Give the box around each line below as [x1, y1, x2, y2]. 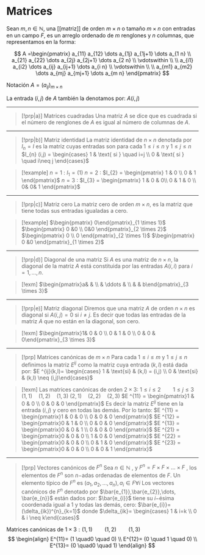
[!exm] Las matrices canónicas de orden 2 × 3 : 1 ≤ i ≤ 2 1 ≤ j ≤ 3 [21, 385, 194, 393]
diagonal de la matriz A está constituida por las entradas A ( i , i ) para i [21, 262, 193, 270]
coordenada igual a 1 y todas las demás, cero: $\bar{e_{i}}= [21, 501, 171, 509]
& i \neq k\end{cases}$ [21, 514, 80, 521]
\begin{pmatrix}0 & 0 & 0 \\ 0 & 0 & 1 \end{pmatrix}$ [21, 445, 153, 453]
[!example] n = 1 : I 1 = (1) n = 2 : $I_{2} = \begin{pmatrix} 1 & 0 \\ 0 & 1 [21, 169, 196, 177]
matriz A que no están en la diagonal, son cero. [21, 318, 140, 325]
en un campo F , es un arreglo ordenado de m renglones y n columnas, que [6, 32, 194, 39]
